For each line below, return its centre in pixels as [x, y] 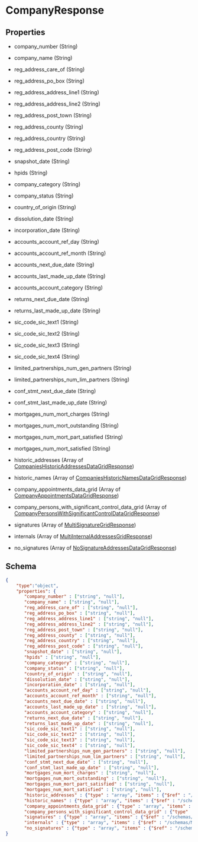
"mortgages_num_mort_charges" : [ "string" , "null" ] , [90, 773]
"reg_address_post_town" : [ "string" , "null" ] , [84, 630]
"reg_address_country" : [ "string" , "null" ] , [81, 641]
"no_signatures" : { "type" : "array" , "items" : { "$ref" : [98, 828]
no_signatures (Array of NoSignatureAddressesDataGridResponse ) [95, 548]
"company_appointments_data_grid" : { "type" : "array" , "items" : [108, 806]
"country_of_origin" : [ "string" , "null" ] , [78, 674]
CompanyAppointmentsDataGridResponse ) [66, 495]
